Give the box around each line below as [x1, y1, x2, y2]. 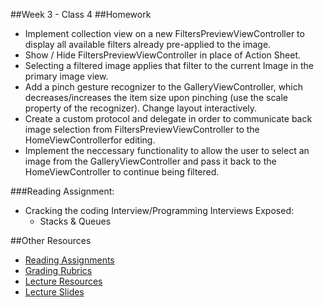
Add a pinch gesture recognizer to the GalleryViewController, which [24, 81, 304, 93]
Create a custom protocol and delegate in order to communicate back [24, 113, 313, 124]
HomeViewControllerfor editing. [24, 134, 156, 146]
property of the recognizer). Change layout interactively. [24, 102, 258, 114]
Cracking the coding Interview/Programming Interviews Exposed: [24, 205, 294, 216]
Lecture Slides [24, 286, 85, 298]
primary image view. [24, 70, 109, 82]
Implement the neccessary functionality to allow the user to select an [24, 145, 310, 156]
